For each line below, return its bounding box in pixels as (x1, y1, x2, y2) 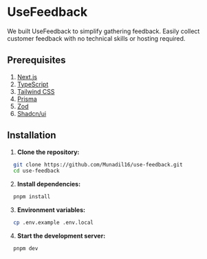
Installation (7, 129, 56, 142)
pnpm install (13, 193, 51, 200)
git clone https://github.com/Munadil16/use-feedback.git (13, 161, 184, 168)
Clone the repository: (17, 148, 80, 156)
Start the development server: (17, 232, 106, 240)
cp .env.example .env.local (13, 219, 94, 227)
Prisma (17, 95, 38, 103)
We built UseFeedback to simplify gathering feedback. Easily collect (7, 27, 200, 35)
